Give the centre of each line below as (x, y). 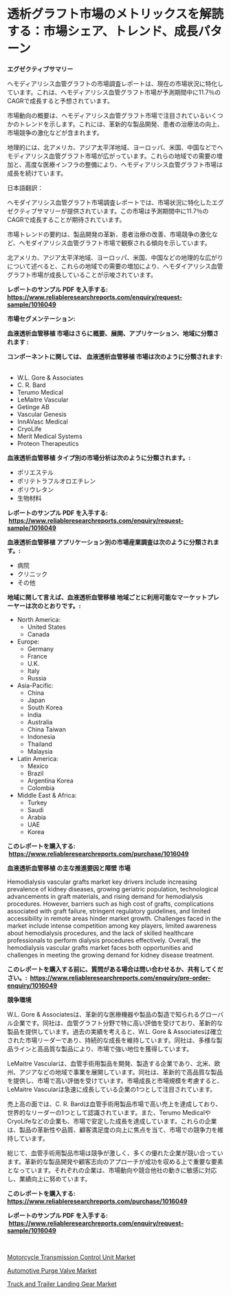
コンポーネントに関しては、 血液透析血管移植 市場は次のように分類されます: (115, 356)
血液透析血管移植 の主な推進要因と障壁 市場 (69, 868)
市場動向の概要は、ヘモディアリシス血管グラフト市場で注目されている (106, 115)
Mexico (38, 766)
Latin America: (37, 758)
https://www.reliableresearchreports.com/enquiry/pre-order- (120, 977)
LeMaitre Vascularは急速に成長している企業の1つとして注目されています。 (112, 1089)
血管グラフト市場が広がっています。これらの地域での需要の (133, 156)
